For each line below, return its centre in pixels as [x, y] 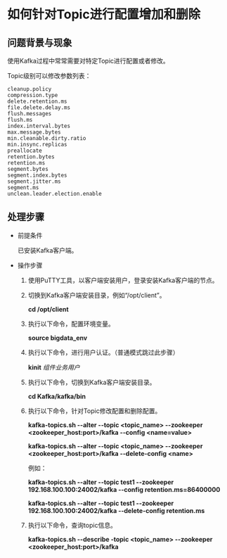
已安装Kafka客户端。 [47, 250]
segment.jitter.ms [34, 182]
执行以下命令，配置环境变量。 [71, 324]
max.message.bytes [34, 132]
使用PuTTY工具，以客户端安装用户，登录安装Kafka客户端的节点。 [123, 280]
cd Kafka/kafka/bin [57, 396]
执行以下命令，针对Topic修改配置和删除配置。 [95, 411]
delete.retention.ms [38, 101]
